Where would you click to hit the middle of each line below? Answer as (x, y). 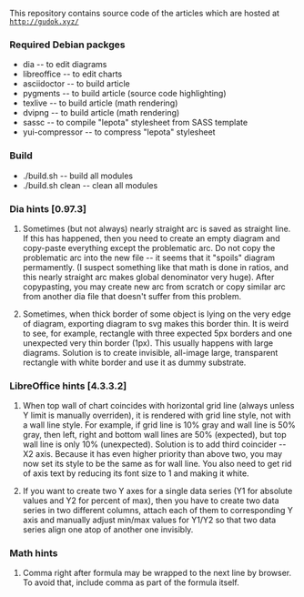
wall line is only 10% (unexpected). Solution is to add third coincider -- (154, 444)
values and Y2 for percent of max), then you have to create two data (151, 501)
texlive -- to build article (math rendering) (100, 103)
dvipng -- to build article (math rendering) (101, 113)
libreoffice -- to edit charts (72, 74)
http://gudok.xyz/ (44, 22)
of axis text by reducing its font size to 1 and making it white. (136, 473)
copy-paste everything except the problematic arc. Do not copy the (149, 248)
